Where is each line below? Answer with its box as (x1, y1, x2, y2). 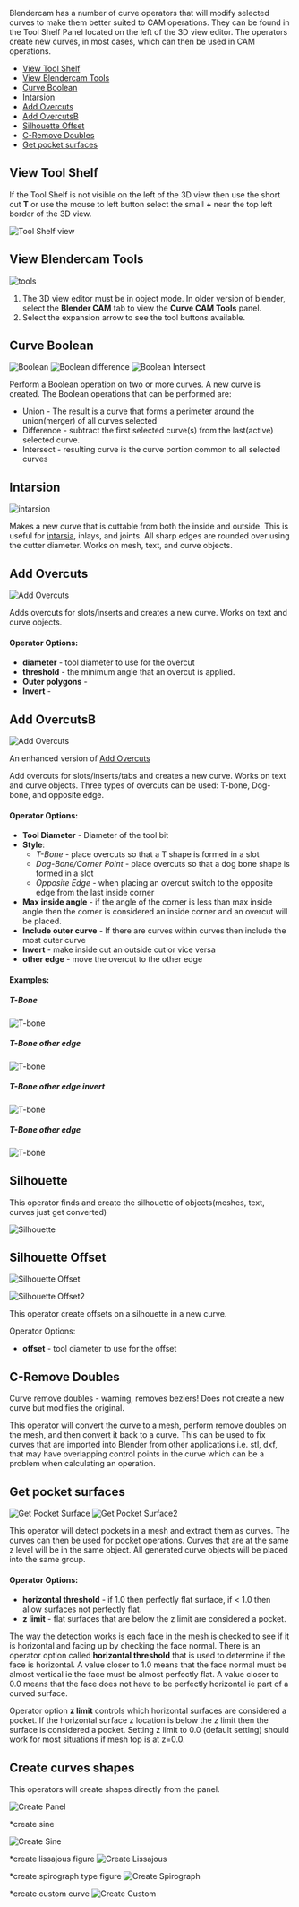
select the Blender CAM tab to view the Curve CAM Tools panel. (21, 302, 262, 313)
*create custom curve (9, 1888, 90, 1899)
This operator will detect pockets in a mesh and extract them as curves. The (9, 1526, 290, 1535)
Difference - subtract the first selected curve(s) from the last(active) (21, 425, 274, 436)
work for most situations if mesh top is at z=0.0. (9, 1734, 185, 1745)
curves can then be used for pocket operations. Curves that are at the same (9, 1535, 289, 1545)
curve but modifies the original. (9, 1403, 125, 1413)
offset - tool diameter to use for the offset (21, 1343, 177, 1354)
